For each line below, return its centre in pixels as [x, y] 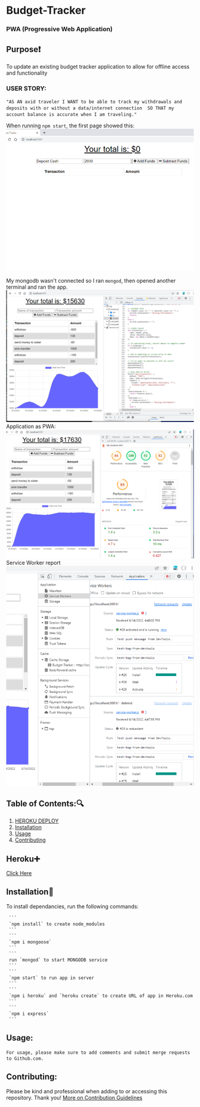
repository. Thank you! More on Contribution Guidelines [74, 1097]
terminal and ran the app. [37, 287]
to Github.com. [25, 1059]
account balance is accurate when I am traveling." [71, 115]
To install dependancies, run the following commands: [72, 906]
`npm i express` [29, 1014]
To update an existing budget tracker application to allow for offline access [98, 66]
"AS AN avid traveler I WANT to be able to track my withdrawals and [94, 102]
